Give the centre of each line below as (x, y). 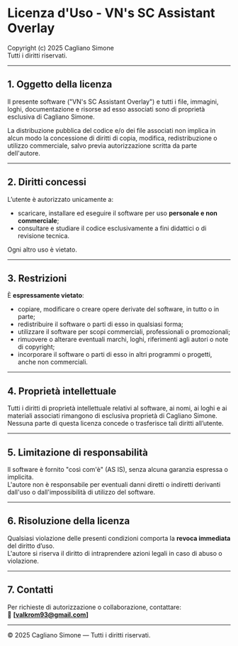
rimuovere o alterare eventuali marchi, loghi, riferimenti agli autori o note (123, 340)
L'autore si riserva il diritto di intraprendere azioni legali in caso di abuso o (115, 553)
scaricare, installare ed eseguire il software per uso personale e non (117, 213)
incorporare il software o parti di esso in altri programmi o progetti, (115, 355)
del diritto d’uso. (31, 546)
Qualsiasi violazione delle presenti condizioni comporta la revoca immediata (119, 538)
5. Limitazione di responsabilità (78, 452)
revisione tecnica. (43, 235)
